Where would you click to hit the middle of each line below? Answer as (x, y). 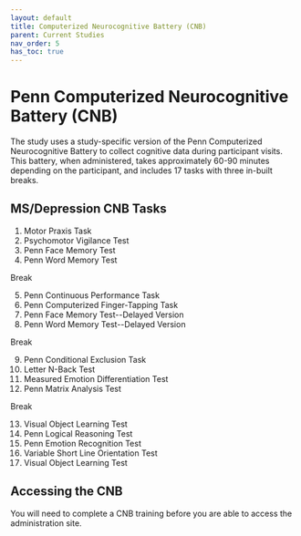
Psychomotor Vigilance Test (76, 240)
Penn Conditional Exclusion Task (85, 359)
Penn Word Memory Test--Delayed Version (104, 324)
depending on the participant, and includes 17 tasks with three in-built (141, 170)
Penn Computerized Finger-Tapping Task (101, 304)
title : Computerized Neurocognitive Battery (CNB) (109, 26)
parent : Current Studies (57, 35)
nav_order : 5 (35, 43)
